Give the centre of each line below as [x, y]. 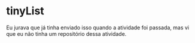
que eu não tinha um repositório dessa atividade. [66, 33]
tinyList [25, 11]
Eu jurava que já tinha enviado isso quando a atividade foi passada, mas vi [98, 27]
